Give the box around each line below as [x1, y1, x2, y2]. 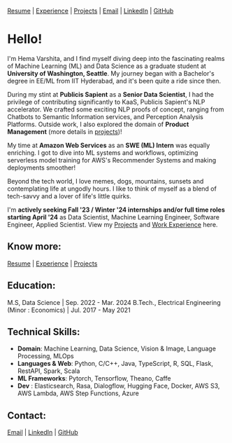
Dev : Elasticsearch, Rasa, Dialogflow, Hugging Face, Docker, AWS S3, [17, 382, 220, 390]
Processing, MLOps [17, 352, 75, 360]
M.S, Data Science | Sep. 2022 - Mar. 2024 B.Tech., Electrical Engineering [7, 298, 222, 306]
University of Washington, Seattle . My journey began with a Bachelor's [7, 69, 215, 77]
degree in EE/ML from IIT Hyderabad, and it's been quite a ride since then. [7, 76, 222, 85]
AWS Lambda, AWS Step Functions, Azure [17, 389, 140, 397]
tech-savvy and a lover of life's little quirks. [7, 191, 131, 200]
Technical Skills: [7, 326, 80, 338]
